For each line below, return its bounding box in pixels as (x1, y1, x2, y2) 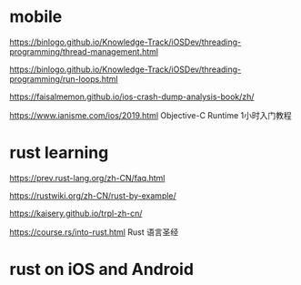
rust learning (9, 143, 109, 163)
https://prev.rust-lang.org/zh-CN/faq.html (9, 172, 166, 183)
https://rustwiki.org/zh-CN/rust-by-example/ (9, 189, 177, 201)
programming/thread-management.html (9, 46, 159, 56)
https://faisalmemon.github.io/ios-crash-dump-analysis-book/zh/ (9, 91, 255, 102)
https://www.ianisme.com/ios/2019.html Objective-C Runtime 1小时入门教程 (9, 109, 293, 120)
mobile (9, 6, 63, 27)
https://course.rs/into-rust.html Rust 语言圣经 (9, 226, 179, 238)
